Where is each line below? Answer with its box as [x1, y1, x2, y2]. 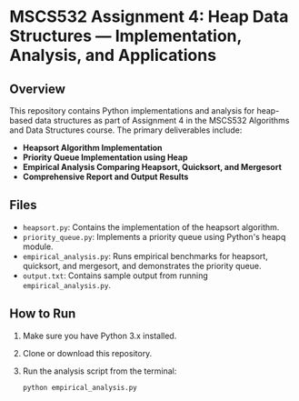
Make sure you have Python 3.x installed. [22, 330, 177, 341]
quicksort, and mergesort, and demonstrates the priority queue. [22, 260, 262, 271]
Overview [9, 81, 66, 96]
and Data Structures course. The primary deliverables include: [9, 125, 243, 135]
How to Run [9, 306, 76, 322]
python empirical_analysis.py [22, 383, 138, 392]
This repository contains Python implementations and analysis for [9, 105, 255, 115]
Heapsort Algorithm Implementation [22, 143, 163, 153]
